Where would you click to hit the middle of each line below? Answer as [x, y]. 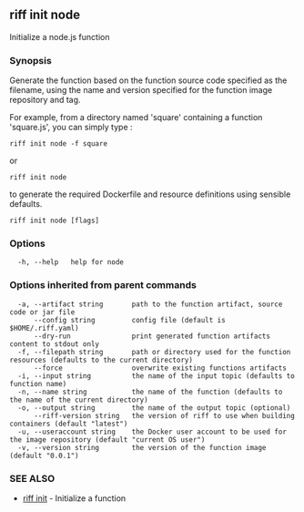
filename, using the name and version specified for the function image [141, 90]
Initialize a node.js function [60, 36]
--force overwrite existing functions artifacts [160, 368]
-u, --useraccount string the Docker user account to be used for [152, 432]
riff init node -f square [58, 144]
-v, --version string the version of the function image [142, 447]
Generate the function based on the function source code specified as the [148, 80]
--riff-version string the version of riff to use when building [164, 415]
